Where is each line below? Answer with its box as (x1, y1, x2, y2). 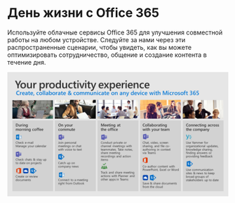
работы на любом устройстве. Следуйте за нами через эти (7, 35, 186, 44)
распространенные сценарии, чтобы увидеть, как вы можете (7, 43, 192, 51)
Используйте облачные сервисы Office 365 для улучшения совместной (7, 28, 223, 37)
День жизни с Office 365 (7, 5, 160, 21)
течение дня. (7, 58, 46, 66)
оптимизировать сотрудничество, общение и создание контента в (7, 51, 207, 59)
